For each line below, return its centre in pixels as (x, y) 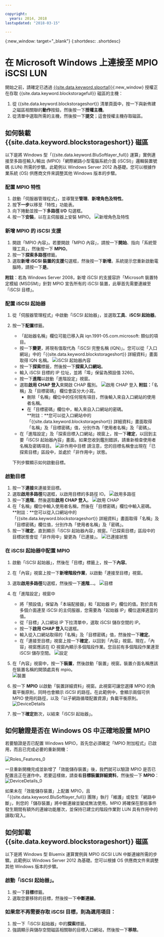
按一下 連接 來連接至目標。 (38, 488)
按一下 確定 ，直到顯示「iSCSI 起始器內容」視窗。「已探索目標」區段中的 (84, 531)
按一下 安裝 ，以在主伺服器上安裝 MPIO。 (53, 217)
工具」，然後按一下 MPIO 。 (43, 249)
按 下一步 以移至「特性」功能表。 (44, 205)
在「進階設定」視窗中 (34, 594)
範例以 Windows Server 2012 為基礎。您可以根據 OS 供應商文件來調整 (88, 860)
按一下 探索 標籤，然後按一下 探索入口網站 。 (62, 366)
